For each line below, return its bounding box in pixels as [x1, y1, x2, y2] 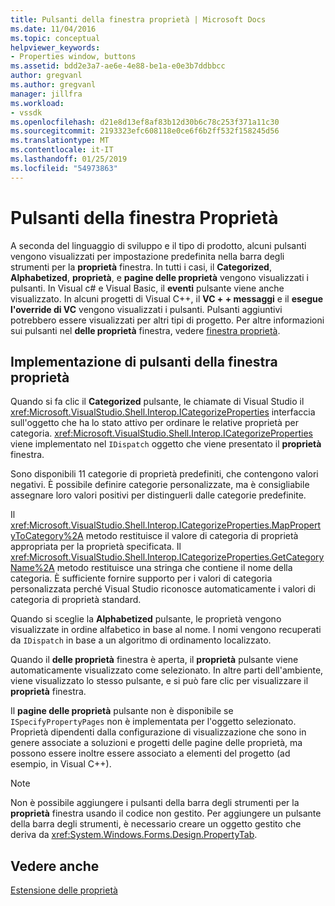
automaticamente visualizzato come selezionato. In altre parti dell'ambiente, [10, 664, 324, 676]
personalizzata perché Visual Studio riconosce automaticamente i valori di [10, 583, 316, 595]
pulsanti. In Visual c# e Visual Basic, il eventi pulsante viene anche [10, 282, 285, 294]
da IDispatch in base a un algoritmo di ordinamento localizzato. [10, 634, 272, 646]
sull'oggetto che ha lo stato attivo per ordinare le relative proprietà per [10, 417, 299, 429]
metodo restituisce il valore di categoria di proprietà [85, 530, 299, 542]
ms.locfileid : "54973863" [10, 163, 118, 173]
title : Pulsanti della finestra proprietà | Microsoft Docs [10, 14, 267, 25]
